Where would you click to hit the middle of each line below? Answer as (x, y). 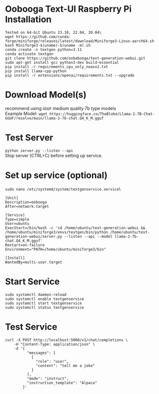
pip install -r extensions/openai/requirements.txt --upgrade (70, 75)
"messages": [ (41, 353)
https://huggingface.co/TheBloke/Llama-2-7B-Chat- (102, 114)
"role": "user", (52, 361)
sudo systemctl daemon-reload (36, 295)
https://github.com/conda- (43, 37)
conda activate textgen (29, 54)
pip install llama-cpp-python (36, 71)
